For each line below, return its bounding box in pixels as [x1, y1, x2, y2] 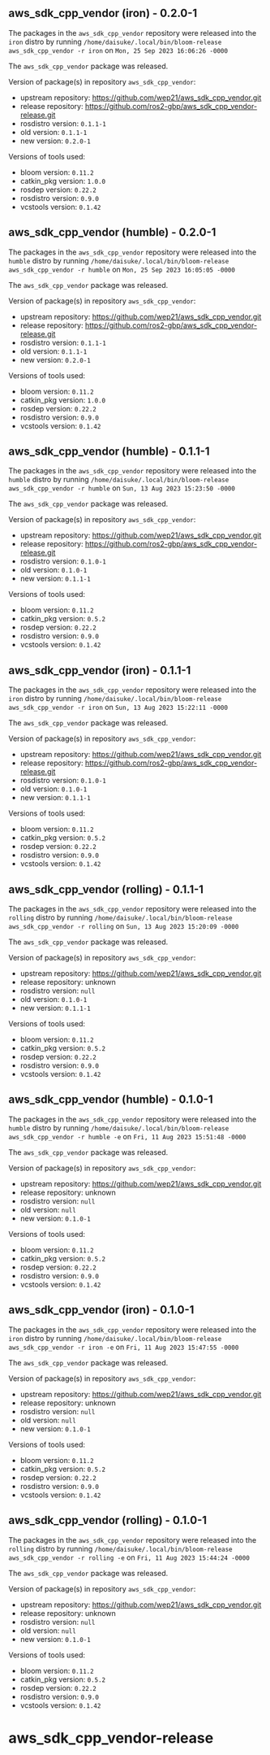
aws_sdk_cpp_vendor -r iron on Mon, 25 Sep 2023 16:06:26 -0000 [8, 45, 229, 55]
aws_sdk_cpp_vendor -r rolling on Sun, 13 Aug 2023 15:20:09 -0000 [8, 921, 239, 931]
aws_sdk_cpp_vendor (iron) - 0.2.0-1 [8, 7, 198, 20]
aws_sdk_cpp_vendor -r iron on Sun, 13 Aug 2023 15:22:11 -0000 [8, 703, 229, 712]
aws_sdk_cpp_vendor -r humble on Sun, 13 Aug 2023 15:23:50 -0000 [8, 483, 235, 493]
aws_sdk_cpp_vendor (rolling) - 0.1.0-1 [8, 1513, 208, 1527]
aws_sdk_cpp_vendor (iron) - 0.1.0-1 [8, 1303, 195, 1317]
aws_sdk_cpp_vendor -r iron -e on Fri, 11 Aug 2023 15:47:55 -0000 [8, 1342, 239, 1352]
